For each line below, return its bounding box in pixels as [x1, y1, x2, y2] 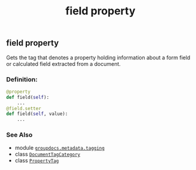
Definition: [6, 75, 38, 83]
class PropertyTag [14, 157, 59, 164]
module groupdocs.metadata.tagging [14, 144, 105, 151]
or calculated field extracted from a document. [6, 60, 121, 67]
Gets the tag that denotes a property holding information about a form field [6, 54, 191, 61]
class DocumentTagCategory [14, 151, 81, 158]
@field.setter [6, 105, 42, 111]
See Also [6, 130, 33, 139]
